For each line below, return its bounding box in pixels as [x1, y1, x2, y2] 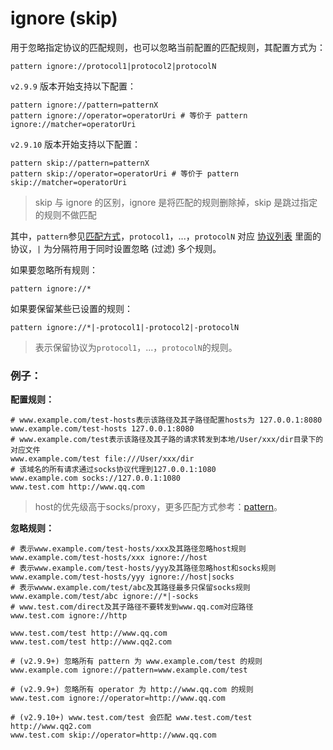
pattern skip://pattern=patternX [10, 158, 150, 168]
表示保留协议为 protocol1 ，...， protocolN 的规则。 [34, 341, 238, 353]
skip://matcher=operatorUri [10, 177, 128, 187]
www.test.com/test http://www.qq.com [10, 628, 168, 639]
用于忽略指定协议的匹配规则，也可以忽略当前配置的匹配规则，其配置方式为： [10, 41, 326, 53]
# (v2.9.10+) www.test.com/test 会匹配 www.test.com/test [10, 713, 253, 723]
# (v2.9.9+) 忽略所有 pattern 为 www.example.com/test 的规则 [10, 657, 263, 667]
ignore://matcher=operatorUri [10, 119, 137, 129]
